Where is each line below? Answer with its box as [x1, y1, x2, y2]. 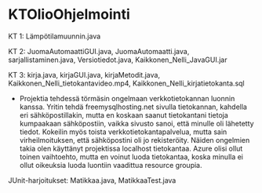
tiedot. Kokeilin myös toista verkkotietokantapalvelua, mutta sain [19, 127, 227, 137]
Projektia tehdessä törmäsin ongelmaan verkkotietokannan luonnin [19, 93, 235, 103]
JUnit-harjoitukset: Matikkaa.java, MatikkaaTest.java [8, 175, 176, 185]
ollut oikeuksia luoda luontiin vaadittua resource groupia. [19, 160, 202, 169]
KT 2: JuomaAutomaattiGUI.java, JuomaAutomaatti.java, [8, 46, 190, 56]
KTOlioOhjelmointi [8, 5, 131, 24]
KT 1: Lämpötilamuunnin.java [8, 31, 101, 41]
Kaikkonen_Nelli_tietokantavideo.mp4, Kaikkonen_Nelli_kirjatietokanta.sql [8, 78, 245, 88]
